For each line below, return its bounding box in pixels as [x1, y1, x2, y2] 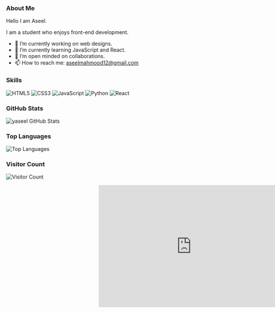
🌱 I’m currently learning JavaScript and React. [14, 46, 126, 53]
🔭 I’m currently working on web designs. [14, 40, 113, 48]
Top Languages [6, 132, 52, 140]
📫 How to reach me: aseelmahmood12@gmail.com [14, 59, 139, 66]
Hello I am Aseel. [6, 18, 47, 25]
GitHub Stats [6, 104, 43, 112]
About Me [6, 4, 35, 12]
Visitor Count [6, 160, 45, 169]
